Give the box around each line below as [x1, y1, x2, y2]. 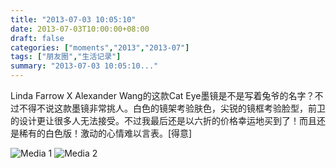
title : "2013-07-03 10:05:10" [10, 14, 137, 25]
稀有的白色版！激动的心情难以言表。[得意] [18, 127, 193, 139]
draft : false [10, 33, 65, 43]
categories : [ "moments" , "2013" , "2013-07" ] [10, 42, 190, 53]
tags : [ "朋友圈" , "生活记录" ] [10, 52, 122, 62]
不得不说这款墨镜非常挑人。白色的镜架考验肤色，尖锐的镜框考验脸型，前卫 [18, 102, 326, 114]
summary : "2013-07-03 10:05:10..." [10, 61, 159, 71]
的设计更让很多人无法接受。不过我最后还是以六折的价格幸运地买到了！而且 [10, 115, 317, 126]
